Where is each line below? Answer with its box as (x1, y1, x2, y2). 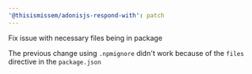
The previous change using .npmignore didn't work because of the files (8, 48, 244, 57)
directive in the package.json (8, 57, 101, 66)
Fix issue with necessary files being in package (8, 33, 162, 43)
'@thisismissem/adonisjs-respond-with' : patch (8, 11, 165, 20)
